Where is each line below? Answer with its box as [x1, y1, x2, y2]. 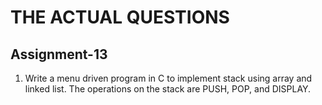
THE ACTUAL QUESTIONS [10, 6, 230, 29]
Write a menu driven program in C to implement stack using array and [24, 72, 313, 84]
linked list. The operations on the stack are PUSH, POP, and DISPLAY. [24, 83, 312, 95]
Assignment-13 [10, 46, 108, 63]
